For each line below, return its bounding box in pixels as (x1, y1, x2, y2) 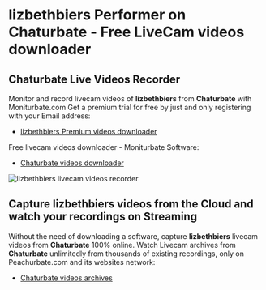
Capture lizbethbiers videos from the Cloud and (8, 197, 254, 211)
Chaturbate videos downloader (19, 158, 124, 168)
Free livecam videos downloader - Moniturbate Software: (8, 143, 199, 151)
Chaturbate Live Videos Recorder (8, 72, 181, 86)
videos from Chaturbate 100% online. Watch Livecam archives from (8, 240, 237, 249)
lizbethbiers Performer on (8, 6, 187, 24)
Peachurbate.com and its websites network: (8, 257, 156, 267)
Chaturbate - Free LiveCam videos (8, 23, 245, 41)
